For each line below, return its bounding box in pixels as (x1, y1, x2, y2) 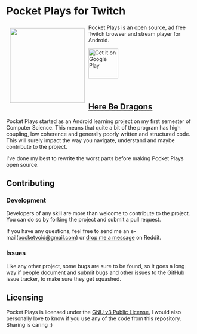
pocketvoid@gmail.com (18, 234, 76, 241)
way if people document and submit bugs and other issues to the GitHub (6, 269, 185, 276)
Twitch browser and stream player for (88, 30, 181, 37)
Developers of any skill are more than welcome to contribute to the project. (6, 210, 190, 217)
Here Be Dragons (88, 102, 153, 112)
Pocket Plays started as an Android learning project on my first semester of (6, 118, 191, 125)
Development (6, 196, 47, 204)
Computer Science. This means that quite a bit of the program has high (6, 124, 181, 131)
